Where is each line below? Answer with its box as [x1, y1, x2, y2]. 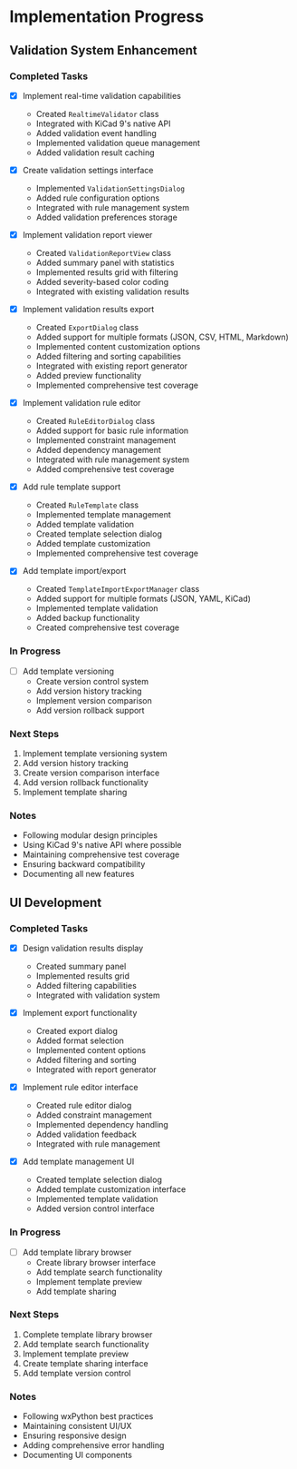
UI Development [9, 894, 102, 910]
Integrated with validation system [35, 990, 160, 1001]
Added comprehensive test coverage [35, 464, 175, 475]
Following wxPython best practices [22, 1411, 154, 1422]
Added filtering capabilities [35, 981, 138, 991]
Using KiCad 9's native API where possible [22, 840, 183, 851]
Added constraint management [35, 1109, 152, 1120]
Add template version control [22, 1367, 131, 1378]
